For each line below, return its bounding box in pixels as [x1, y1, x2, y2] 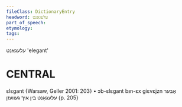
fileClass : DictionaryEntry [6, 8, 76, 15]
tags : [6, 31, 19, 37]
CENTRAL [6, 67, 56, 81]
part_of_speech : [6, 20, 46, 25]
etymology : [6, 25, 33, 31]
